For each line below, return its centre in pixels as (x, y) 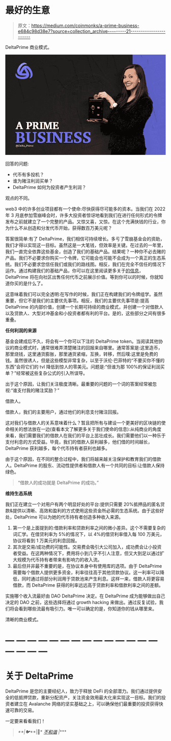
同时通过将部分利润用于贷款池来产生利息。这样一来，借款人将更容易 (93, 579)
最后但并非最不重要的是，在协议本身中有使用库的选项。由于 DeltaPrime (87, 566)
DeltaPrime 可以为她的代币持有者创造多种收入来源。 (69, 517)
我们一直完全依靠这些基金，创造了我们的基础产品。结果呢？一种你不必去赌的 (85, 251)
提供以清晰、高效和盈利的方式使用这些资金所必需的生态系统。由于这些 (86, 510)
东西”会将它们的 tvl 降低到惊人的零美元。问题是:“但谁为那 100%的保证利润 (83, 367)
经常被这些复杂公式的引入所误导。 (52, 373)
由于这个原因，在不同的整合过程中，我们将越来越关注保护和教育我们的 (79, 459)
